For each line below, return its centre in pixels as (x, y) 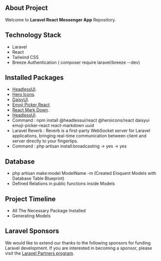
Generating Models (31, 216)
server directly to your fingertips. (45, 141)
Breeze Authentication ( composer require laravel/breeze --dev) (76, 62)
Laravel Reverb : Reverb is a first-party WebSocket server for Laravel (81, 130)
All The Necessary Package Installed (49, 211)
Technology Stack (33, 35)
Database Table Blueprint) (38, 178)
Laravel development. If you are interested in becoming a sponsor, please (79, 248)
